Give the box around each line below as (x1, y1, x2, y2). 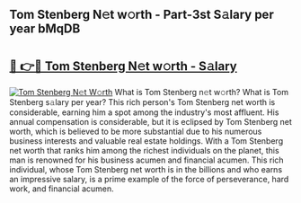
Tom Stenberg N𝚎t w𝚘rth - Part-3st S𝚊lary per (9, 7, 274, 22)
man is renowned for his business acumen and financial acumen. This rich (9, 154, 285, 165)
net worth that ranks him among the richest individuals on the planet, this (9, 146, 280, 155)
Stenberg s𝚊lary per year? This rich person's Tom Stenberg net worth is (9, 97, 276, 107)
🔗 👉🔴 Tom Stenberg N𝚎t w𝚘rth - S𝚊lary (9, 58, 238, 74)
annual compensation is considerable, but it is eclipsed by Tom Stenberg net (9, 117, 292, 127)
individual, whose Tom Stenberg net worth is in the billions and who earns (9, 164, 283, 174)
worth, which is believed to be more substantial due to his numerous (9, 126, 262, 137)
